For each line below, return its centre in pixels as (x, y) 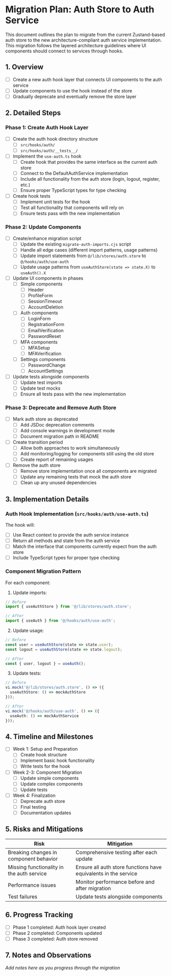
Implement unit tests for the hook (55, 202)
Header (36, 290)
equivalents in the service (106, 873)
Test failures (23, 896)
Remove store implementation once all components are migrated (89, 471)
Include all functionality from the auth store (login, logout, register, (90, 179)
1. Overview (24, 67)
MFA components (39, 342)
